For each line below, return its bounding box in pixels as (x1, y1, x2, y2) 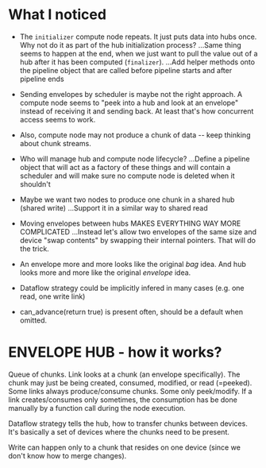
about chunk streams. (19, 138, 91, 148)
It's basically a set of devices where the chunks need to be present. (8, 427, 230, 436)
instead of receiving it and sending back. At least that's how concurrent (19, 106, 254, 116)
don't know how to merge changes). (8, 451, 127, 460)
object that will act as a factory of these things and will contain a (19, 162, 231, 172)
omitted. (19, 315, 48, 325)
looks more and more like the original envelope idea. (19, 268, 191, 277)
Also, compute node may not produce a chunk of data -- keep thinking (19, 130, 251, 140)
